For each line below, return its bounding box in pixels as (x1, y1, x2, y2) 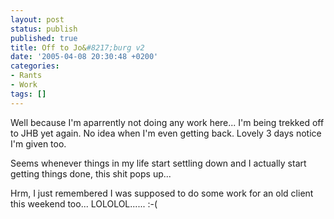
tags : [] (10, 89, 47, 99)
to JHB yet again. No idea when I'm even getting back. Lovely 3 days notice (10, 127, 322, 139)
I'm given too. (10, 137, 67, 150)
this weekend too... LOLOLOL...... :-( (10, 197, 158, 210)
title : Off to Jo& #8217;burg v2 (10, 42, 145, 53)
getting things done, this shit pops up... (10, 167, 172, 180)
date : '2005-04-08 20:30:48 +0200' (10, 52, 159, 62)
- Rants (10, 71, 43, 81)
